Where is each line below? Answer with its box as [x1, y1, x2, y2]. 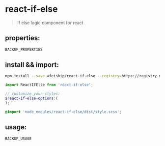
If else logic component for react [17, 20, 83, 26]
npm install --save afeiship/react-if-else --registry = [5, 74, 122, 79]
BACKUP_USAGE [5, 136, 32, 141]
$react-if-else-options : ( [5, 96, 58, 101]
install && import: [5, 60, 59, 69]
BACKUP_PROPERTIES [5, 47, 43, 52]
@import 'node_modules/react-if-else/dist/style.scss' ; [5, 109, 122, 114]
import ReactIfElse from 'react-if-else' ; [5, 83, 93, 88]
